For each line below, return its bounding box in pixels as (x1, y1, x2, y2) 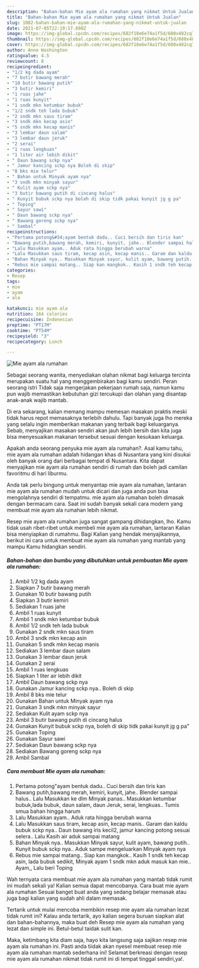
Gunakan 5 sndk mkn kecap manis (15, 641, 99, 648)
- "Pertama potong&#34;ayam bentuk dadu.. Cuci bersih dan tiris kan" (6, 234, 184, 240)
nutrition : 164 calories (6, 311, 68, 317)
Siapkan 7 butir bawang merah (15, 584, 90, 591)
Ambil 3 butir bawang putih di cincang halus (15, 716, 123, 723)
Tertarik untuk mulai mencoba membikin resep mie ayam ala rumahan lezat (6, 906, 190, 914)
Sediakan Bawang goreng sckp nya (15, 748, 102, 755)
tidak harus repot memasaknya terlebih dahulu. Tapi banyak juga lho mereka (6, 414, 193, 422)
